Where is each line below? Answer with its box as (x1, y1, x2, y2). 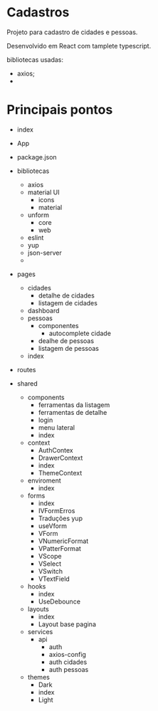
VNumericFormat (38, 537, 89, 545)
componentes (38, 321, 79, 330)
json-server (27, 248, 62, 257)
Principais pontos (6, 102, 113, 118)
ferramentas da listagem (38, 400, 110, 409)
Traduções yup (38, 514, 83, 522)
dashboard (27, 306, 60, 315)
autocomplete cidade (48, 329, 112, 337)
